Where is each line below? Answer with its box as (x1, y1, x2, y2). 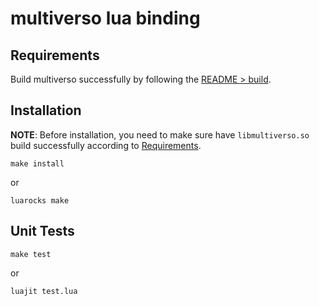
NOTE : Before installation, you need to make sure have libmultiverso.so (10, 128, 310, 141)
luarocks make (10, 195, 70, 206)
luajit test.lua (10, 286, 78, 296)
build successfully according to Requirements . (10, 139, 202, 151)
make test (10, 249, 52, 259)
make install (10, 158, 65, 169)
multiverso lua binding (10, 7, 201, 30)
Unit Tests (10, 223, 75, 240)
